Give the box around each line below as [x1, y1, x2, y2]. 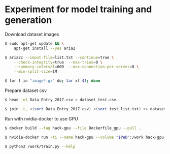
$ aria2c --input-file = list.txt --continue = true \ [5, 55, 114, 60]
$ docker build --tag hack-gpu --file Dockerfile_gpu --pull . [5, 126, 142, 131]
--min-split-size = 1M [14, 69, 57, 74]
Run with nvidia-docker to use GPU [5, 115, 78, 121]
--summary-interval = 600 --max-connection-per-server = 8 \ [14, 65, 139, 70]
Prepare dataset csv [5, 87, 47, 94]
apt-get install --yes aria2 [14, 46, 76, 51]
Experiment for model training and [5, 4, 152, 15]
